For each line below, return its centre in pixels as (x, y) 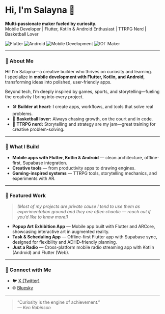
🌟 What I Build (22, 147)
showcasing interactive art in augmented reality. (61, 231)
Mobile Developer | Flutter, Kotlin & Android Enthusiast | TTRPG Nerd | (76, 29)
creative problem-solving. (38, 129)
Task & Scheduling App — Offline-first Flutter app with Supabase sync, (84, 237)
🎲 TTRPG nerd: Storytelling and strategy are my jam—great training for (84, 124)
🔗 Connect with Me (28, 270)
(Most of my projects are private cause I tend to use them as (79, 206)
